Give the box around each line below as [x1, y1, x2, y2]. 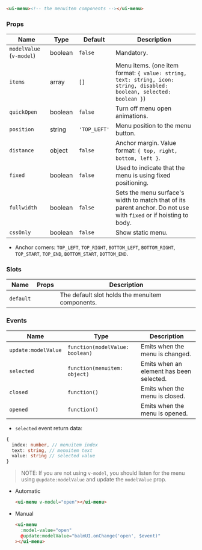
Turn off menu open [115, 104, 172, 113]
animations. [115, 112, 148, 120]
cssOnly [9, 229, 31, 236]
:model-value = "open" [20, 527, 72, 533]
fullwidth [9, 205, 37, 211]
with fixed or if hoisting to [115, 211, 189, 220]
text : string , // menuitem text [11, 447, 93, 454]
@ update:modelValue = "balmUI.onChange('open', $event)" [20, 533, 161, 539]
